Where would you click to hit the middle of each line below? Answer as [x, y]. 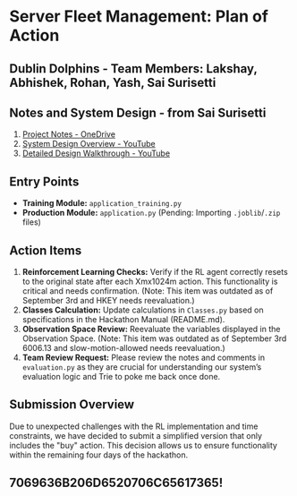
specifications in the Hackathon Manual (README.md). [123, 320]
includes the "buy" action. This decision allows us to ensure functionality [143, 445]
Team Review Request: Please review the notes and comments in [144, 358]
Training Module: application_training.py [102, 203]
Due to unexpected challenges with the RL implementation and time [134, 426]
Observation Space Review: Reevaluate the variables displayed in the [151, 329]
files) [32, 222]
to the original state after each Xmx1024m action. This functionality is [150, 282]
